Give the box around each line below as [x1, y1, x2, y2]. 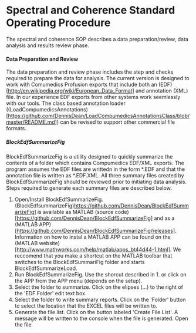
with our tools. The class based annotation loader [6, 100, 126, 107]
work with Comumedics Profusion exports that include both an [6, 81, 157, 88]
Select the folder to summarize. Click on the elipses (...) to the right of [14, 283, 184, 291]
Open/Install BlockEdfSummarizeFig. [14, 196, 104, 203]
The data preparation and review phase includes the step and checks [6, 68, 174, 75]
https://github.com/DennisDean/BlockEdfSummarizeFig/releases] [16, 228, 175, 235]
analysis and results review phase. [6, 42, 90, 49]
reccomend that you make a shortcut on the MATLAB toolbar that [14, 252, 173, 259]
